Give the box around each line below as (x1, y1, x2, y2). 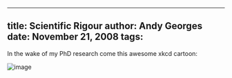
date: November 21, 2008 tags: (7, 31, 144, 43)
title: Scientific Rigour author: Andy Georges (7, 20, 202, 32)
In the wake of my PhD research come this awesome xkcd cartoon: (7, 49, 198, 57)
